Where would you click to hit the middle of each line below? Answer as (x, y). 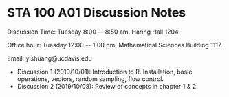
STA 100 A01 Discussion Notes (97, 13)
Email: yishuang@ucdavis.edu (50, 58)
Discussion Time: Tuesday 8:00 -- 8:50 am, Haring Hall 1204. (94, 32)
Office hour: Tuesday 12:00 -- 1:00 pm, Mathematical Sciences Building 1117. (115, 45)
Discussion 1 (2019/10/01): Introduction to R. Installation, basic (105, 72)
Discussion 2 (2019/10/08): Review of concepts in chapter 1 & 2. (107, 86)
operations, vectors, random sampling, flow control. (90, 79)
